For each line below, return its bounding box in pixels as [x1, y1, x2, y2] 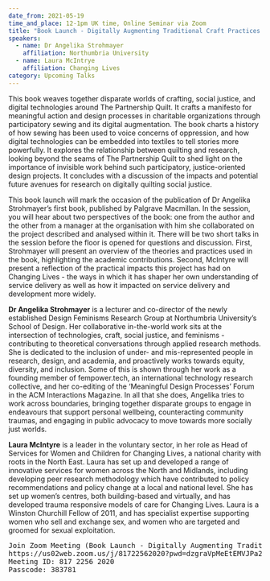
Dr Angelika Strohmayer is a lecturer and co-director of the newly [8, 304, 227, 314]
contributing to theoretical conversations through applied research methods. [8, 339, 261, 348]
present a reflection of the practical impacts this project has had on [8, 263, 231, 273]
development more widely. [8, 289, 96, 299]
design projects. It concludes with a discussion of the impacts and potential [8, 171, 259, 180]
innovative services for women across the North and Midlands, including [8, 465, 248, 475]
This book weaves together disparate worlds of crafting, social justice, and [8, 93, 256, 103]
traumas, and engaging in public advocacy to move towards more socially [8, 415, 252, 425]
